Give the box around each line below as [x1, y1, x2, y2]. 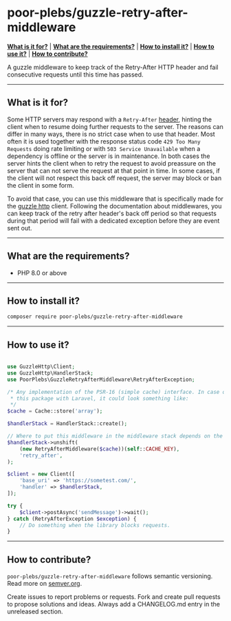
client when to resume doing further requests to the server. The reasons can [7, 122, 223, 130]
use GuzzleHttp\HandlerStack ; [7, 369, 94, 377]
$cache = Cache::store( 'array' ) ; [7, 408, 103, 415]
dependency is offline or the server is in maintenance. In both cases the [7, 152, 210, 160]
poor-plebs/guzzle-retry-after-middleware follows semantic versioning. [7, 572, 213, 580]
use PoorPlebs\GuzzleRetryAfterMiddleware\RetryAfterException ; [7, 376, 195, 383]
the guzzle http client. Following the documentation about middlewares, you [7, 201, 222, 210]
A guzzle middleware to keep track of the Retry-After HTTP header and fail [7, 63, 219, 71]
